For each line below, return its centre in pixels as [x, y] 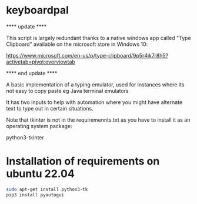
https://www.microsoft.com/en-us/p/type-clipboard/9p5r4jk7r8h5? [87, 55]
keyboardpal [38, 10]
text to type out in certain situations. [50, 108]
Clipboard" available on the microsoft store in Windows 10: [77, 44]
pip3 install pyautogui [35, 195]
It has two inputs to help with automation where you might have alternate [94, 102]
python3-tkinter [25, 137]
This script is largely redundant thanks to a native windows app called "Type [98, 38]
